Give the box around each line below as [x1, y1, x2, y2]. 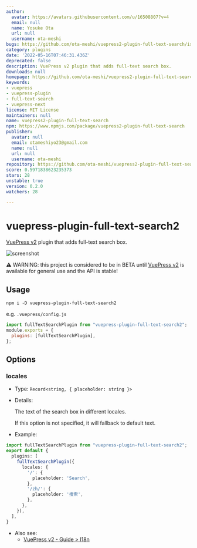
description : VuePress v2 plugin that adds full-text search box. [6, 63, 172, 69]
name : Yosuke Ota [11, 25, 54, 31]
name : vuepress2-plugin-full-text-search [6, 118, 109, 124]
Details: [14, 397, 33, 404]
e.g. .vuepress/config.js [6, 311, 67, 318]
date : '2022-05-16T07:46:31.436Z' [6, 52, 91, 58]
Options [6, 355, 36, 365]
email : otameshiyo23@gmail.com [11, 139, 88, 146]
